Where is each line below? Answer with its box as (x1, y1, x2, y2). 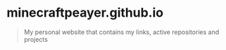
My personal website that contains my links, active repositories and (23, 28, 220, 36)
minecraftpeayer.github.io (6, 5, 163, 21)
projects (23, 35, 49, 43)
